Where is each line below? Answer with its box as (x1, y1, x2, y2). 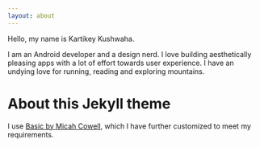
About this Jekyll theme (7, 94, 171, 112)
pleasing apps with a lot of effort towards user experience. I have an (7, 58, 235, 67)
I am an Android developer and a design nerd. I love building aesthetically (7, 49, 252, 59)
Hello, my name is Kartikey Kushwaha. (7, 34, 135, 43)
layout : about (7, 11, 56, 20)
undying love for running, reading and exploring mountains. (7, 66, 205, 76)
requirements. (7, 129, 54, 139)
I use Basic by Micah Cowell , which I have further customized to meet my (7, 121, 252, 131)
